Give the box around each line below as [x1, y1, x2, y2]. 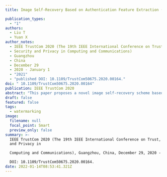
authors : [5, 25, 23, 30]
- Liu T [9, 30, 26, 35]
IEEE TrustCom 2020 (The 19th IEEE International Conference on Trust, [9, 137, 162, 142]
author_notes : [5, 39, 35, 45]
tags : [5, 104, 16, 110]
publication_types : [5, 16, 46, 21]
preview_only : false [9, 128, 52, 133]
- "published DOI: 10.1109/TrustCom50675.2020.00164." [9, 77, 126, 82]
